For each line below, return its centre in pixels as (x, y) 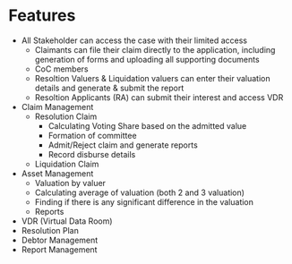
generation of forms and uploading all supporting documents (147, 59)
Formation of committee (92, 135)
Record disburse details (92, 154)
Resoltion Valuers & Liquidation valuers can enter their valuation (152, 78)
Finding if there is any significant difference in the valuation (144, 201)
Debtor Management (60, 240)
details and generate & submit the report (109, 88)
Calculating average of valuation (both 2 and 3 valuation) (140, 192)
